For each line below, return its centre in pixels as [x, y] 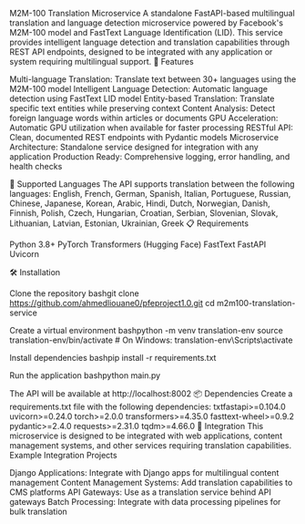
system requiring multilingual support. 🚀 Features [102, 62]
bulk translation [39, 511]
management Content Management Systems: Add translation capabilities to [151, 483]
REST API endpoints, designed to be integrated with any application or [141, 52]
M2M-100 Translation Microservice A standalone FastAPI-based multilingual [152, 13]
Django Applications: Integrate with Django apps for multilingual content [144, 473]
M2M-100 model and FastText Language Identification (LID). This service [147, 32]
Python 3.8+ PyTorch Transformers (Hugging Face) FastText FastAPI [138, 244]
